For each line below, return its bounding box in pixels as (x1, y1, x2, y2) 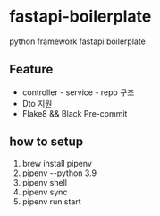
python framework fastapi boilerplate (9, 36, 146, 47)
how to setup (9, 134, 84, 150)
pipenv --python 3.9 (21, 168, 97, 178)
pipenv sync (21, 186, 68, 197)
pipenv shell (21, 177, 67, 187)
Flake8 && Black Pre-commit (21, 108, 128, 118)
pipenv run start (21, 195, 82, 207)
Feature (9, 62, 54, 77)
